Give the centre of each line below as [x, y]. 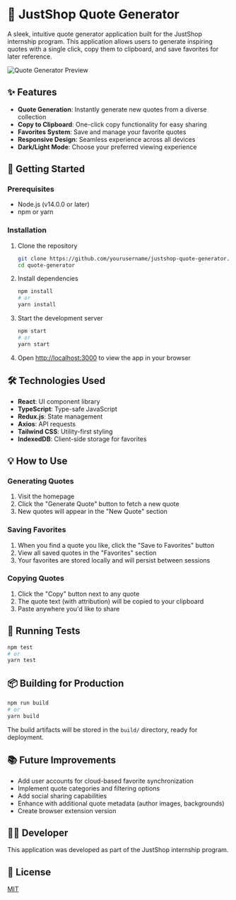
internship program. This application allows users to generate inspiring [110, 41]
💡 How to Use [37, 461]
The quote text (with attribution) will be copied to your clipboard [111, 601]
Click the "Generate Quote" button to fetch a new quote [98, 504]
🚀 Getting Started [46, 169]
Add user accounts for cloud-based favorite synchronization [106, 781]
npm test [20, 647]
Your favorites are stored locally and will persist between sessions [114, 560]
